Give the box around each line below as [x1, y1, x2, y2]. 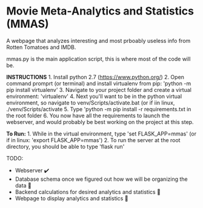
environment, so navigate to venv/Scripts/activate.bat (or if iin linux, [6, 99, 175, 106]
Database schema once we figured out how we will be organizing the [15, 175, 188, 183]
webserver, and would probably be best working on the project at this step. [6, 118, 194, 125]
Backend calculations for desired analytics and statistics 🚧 [15, 188, 161, 195]
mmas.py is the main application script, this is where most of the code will [6, 55, 191, 62]
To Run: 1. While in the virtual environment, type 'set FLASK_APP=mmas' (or [6, 130, 197, 137]
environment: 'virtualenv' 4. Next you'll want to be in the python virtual [6, 93, 182, 100]
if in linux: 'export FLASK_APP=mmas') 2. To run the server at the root [6, 136, 181, 143]
